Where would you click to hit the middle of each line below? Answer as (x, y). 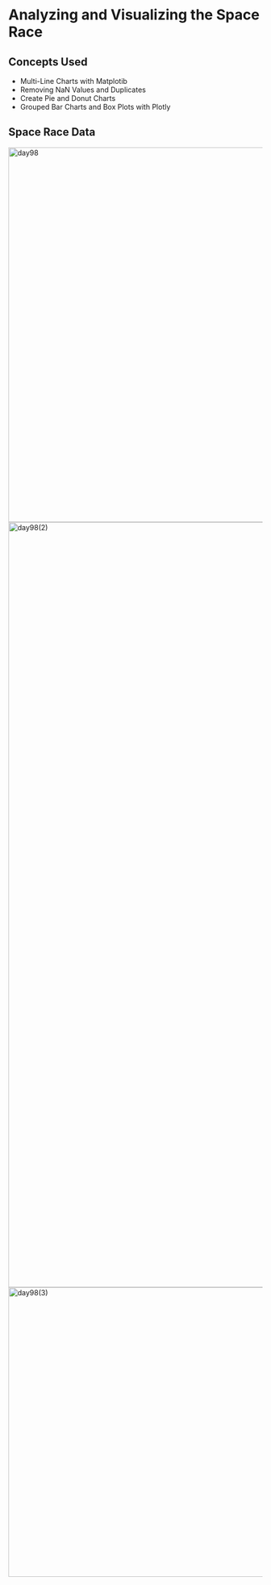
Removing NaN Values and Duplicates (83, 90)
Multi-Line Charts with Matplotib (73, 81)
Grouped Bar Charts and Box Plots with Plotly (95, 107)
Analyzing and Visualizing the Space (134, 15)
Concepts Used (48, 62)
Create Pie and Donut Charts (68, 98)
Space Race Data (52, 132)
